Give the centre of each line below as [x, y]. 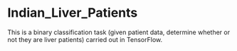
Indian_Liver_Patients [73, 13]
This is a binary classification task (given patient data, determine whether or [118, 32]
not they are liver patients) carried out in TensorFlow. [85, 39]
